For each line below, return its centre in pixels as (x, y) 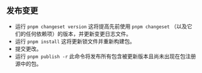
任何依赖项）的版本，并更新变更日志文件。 (78, 34)
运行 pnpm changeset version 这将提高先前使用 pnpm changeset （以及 (101, 26)
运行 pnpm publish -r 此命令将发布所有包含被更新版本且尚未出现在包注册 (106, 56)
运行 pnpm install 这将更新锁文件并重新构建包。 (75, 41)
